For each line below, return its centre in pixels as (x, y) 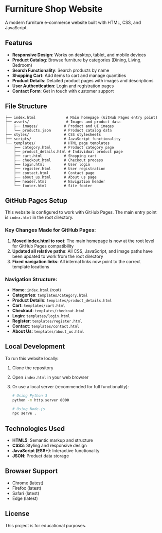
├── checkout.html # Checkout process (59, 160)
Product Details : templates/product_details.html (62, 300)
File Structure (26, 106)
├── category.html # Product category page (64, 147)
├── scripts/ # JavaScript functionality (63, 139)
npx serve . (24, 413)
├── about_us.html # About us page (55, 177)
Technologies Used (35, 428)
